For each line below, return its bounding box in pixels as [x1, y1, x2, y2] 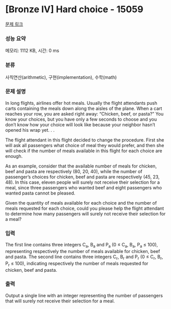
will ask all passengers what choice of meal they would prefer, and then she [5, 142, 164, 148]
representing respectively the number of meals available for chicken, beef [5, 248, 160, 254]
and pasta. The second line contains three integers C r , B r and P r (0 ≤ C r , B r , [5, 254, 163, 261]
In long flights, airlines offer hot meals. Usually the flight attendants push [5, 100, 158, 106]
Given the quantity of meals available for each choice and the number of [5, 200, 157, 206]
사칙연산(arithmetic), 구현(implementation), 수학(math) [5, 74, 117, 80]
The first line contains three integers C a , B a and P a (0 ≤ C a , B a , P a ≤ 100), [5, 242, 158, 249]
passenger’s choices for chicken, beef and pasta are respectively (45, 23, [5, 174, 160, 180]
